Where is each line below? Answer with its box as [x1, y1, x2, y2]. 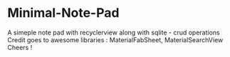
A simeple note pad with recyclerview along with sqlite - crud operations [7, 28, 221, 37]
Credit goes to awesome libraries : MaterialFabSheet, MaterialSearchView [7, 35, 224, 44]
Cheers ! [7, 43, 33, 51]
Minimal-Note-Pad [7, 5, 120, 21]
